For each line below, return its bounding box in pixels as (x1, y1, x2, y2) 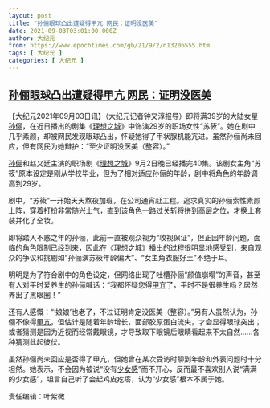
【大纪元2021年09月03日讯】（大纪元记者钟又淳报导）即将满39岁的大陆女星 (8, 111, 259, 120)
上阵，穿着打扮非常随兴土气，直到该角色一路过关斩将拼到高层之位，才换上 (8, 206, 255, 215)
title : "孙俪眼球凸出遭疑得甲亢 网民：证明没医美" (8, 19, 158, 27)
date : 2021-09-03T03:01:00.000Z (8, 27, 117, 35)
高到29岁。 (8, 178, 46, 188)
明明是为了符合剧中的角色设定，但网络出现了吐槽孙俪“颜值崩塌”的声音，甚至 (8, 270, 261, 279)
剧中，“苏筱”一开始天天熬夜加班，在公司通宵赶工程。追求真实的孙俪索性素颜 (8, 195, 261, 205)
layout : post (8, 11, 52, 20)
